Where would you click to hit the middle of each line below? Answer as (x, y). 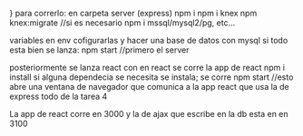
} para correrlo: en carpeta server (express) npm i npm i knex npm (133, 13)
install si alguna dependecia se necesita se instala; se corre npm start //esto (151, 77)
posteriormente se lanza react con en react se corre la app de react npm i (147, 68)
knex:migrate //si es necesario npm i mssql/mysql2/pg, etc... (122, 23)
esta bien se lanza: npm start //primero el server (99, 50)
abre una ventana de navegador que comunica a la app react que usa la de (149, 87)
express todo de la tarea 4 (59, 96)
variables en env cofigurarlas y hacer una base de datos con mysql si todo (149, 40)
